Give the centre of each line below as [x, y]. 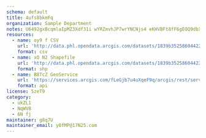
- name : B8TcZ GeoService [45, 74]
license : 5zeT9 [26, 92]
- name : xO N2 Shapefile [44, 57]
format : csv [32, 52]
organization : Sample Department [49, 23]
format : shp [32, 69]
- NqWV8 [22, 108]
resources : [20, 35]
